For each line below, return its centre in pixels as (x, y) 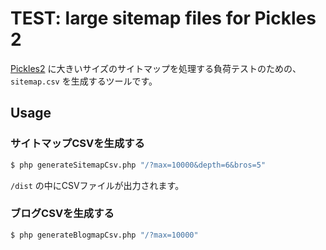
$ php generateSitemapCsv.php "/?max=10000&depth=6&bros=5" (138, 165)
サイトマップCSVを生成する (77, 144)
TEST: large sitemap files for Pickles (163, 18)
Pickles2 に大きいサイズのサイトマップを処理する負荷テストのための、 (156, 68)
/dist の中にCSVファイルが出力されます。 (97, 185)
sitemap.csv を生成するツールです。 (84, 81)
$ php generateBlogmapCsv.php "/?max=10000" (104, 235)
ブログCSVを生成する (62, 214)
